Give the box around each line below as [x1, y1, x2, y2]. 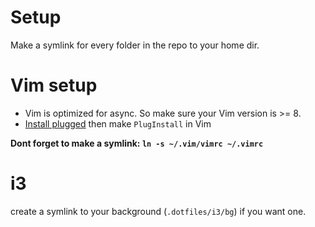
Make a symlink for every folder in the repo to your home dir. [10, 39, 260, 51]
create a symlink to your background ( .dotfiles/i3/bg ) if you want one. [10, 205, 307, 217]
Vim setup [10, 74, 98, 97]
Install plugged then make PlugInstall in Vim [24, 117, 212, 130]
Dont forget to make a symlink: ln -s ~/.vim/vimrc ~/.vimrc [10, 137, 264, 149]
